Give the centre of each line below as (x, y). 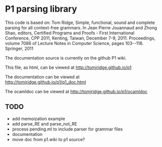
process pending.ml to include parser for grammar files (67, 129)
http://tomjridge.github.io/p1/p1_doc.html (45, 82)
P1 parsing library (41, 9)
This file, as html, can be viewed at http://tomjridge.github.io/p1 (68, 67)
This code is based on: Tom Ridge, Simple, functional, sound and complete (80, 22)
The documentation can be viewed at (42, 77)
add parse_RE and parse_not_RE (45, 124)
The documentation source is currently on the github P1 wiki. (66, 58)
